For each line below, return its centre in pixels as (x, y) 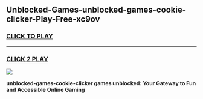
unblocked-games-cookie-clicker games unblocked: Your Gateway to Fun (101, 83)
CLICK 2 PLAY (27, 59)
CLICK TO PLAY (30, 37)
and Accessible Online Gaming (46, 89)
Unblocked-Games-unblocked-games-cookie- (96, 10)
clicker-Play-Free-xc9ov (53, 19)
